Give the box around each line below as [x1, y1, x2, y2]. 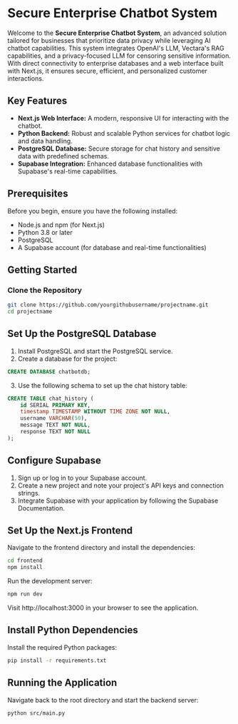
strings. [17, 488, 41, 497]
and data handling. [17, 136, 73, 145]
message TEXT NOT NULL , [20, 421, 91, 429]
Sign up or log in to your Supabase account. [17, 473, 148, 482]
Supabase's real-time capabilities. [17, 166, 118, 176]
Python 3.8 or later [17, 228, 73, 236]
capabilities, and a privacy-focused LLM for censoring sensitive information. [7, 51, 232, 60]
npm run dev [7, 590, 43, 598]
